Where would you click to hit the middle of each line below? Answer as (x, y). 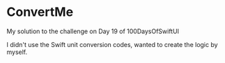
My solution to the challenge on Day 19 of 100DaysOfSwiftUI (93, 31)
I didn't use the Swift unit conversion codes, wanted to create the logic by (112, 44)
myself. (17, 52)
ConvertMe (40, 12)
